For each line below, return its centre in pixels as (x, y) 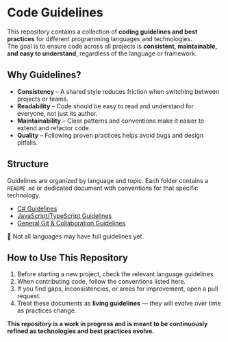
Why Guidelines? (44, 75)
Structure (28, 164)
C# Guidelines (37, 208)
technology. (24, 195)
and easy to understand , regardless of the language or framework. (102, 53)
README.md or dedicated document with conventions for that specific (103, 188)
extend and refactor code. (54, 127)
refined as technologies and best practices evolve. (81, 331)
